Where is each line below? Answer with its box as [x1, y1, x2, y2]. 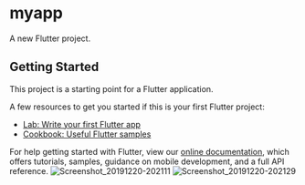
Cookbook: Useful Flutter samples [22, 128, 152, 139]
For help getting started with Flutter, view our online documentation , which [9, 146, 290, 157]
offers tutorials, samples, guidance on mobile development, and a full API [9, 156, 285, 167]
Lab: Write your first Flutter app [22, 118, 142, 129]
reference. [9, 165, 48, 176]
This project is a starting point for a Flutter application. [9, 83, 214, 94]
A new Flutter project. [9, 33, 91, 44]
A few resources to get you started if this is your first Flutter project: [9, 101, 265, 112]
